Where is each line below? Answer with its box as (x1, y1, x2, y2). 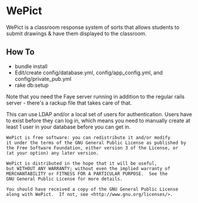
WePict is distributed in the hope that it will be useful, (6, 161, 158, 166)
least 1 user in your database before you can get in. (6, 123, 131, 130)
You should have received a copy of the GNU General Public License (6, 186, 178, 192)
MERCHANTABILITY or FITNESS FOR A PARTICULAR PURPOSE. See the (6, 171, 168, 176)
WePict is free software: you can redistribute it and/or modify (6, 135, 170, 140)
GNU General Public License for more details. (6, 176, 123, 182)
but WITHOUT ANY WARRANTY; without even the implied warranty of (6, 165, 170, 172)
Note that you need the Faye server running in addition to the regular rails (6, 93, 185, 100)
